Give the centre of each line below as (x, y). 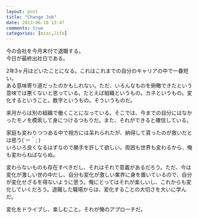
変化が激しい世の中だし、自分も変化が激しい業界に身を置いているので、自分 (99, 175)
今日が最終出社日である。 (37, 58)
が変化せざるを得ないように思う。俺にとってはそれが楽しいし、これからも (96, 182)
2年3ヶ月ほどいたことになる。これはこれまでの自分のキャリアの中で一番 (95, 71)
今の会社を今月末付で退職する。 (45, 51)
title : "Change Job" (32, 17)
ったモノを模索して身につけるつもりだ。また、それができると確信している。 (99, 120)
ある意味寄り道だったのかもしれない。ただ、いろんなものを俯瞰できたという (99, 85)
